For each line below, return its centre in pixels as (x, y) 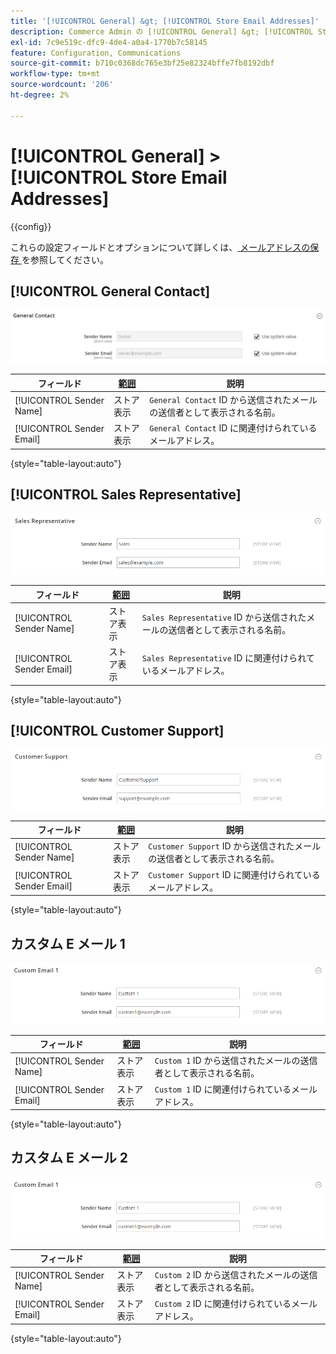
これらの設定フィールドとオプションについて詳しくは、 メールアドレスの (160, 247)
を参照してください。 (65, 259)
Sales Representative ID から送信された (224, 617)
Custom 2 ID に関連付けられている (223, 1303)
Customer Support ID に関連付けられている (234, 874)
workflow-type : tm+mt (55, 74)
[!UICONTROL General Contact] (110, 291)
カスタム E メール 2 (69, 1158)
